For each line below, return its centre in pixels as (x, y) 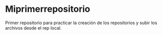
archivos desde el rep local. (34, 28)
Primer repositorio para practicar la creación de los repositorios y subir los (81, 23)
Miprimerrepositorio (48, 9)
